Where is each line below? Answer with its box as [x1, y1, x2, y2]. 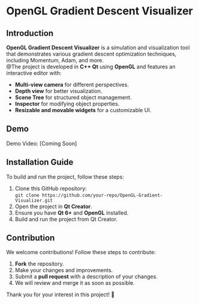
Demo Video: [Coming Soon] [6, 140, 77, 147]
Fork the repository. [14, 260, 64, 267]
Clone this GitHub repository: [14, 185, 87, 192]
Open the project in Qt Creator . [14, 203, 93, 210]
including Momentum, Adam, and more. [6, 57, 104, 64]
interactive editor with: [6, 70, 62, 76]
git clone [14, 192, 40, 198]
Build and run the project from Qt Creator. [14, 215, 118, 222]
